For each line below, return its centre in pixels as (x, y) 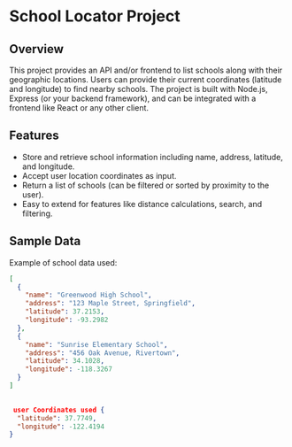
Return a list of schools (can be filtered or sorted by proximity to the (146, 185)
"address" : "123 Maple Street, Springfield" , (111, 304)
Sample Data (45, 241)
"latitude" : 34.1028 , (65, 361)
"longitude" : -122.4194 (61, 427)
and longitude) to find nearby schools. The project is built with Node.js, (138, 89)
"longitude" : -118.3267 (69, 369)
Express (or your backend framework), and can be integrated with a (133, 98)
